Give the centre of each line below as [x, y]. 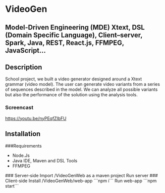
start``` [12, 186]
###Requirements [24, 146]
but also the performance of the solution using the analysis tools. [71, 95]
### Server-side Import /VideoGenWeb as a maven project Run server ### [82, 175]
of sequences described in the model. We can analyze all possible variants [81, 89]
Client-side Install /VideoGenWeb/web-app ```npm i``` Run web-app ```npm [81, 181]
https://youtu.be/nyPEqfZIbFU [36, 118]
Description [24, 67]
